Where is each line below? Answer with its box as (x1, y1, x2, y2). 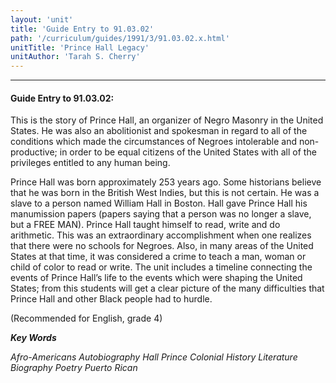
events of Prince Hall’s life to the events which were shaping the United (10, 272, 303, 284)
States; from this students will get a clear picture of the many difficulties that (10, 282, 325, 295)
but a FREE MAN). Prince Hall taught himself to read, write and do (10, 219, 281, 231)
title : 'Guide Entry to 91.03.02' (10, 24, 155, 34)
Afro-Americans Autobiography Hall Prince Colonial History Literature (10, 351, 298, 363)
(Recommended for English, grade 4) (10, 312, 163, 325)
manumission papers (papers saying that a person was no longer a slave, (10, 208, 312, 220)
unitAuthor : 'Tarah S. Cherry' (10, 52, 141, 62)
